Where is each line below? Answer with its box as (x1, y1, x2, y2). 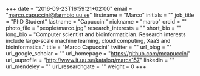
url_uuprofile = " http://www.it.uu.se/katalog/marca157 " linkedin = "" (5, 57, 175, 63)
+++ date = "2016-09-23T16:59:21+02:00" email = (5, 5, 133, 12)
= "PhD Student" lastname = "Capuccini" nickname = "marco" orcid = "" (5, 18, 187, 25)
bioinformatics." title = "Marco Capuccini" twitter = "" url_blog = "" (5, 43, 172, 51)
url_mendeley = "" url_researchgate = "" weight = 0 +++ (5, 63, 147, 70)
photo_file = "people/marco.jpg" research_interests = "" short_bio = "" (5, 24, 182, 31)
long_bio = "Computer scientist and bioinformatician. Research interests (5, 31, 186, 38)
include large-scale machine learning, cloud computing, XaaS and (5, 37, 171, 44)
